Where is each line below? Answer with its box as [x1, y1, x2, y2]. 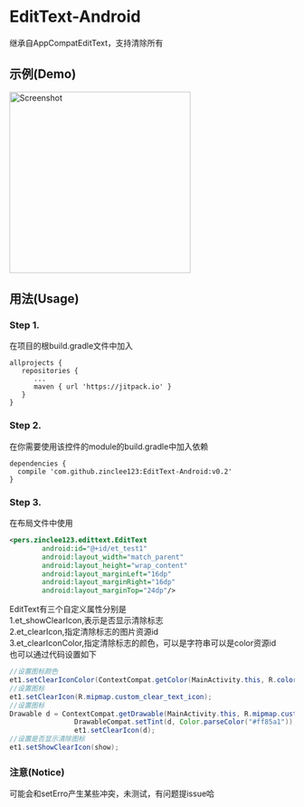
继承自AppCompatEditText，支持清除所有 [9, 37, 164, 48]
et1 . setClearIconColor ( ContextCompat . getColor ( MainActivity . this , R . [9, 676, 278, 685]
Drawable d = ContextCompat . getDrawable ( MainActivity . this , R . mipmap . [9, 709, 281, 718]
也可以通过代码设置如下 [9, 649, 97, 660]
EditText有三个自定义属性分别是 [9, 604, 127, 615]
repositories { [21, 367, 79, 376]
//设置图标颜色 [9, 668, 59, 677]
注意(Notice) [9, 765, 65, 778]
